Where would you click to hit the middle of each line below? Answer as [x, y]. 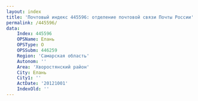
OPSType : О [31, 45]
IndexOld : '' [33, 89]
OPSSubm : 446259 [37, 50]
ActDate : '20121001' [42, 84]
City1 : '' [29, 78]
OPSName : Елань [36, 39]
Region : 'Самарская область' [53, 56]
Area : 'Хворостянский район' [53, 67]
